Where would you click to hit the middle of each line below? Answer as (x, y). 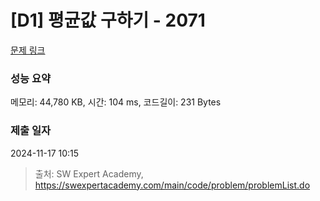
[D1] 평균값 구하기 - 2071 (108, 20)
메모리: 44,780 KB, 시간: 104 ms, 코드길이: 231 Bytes (116, 102)
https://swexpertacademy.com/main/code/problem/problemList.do (172, 185)
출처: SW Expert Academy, (89, 173)
